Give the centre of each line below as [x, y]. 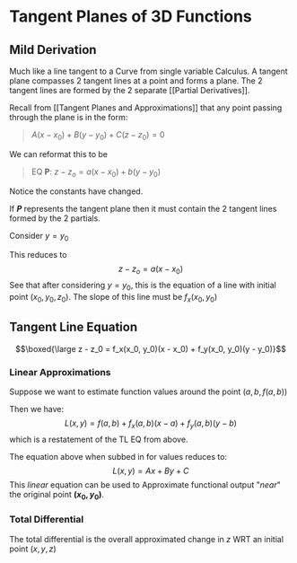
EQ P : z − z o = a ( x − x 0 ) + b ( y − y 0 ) [96, 172]
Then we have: [37, 409]
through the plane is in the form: [69, 117]
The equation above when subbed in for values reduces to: [118, 456]
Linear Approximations [60, 372]
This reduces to [38, 255]
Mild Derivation [53, 50]
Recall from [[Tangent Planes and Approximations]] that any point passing [146, 108]
